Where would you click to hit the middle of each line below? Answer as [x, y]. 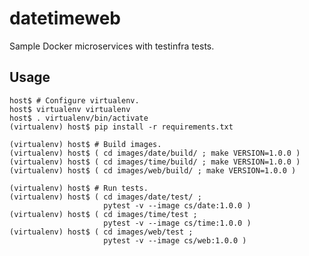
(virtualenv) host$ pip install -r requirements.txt [121, 127]
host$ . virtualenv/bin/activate [79, 118]
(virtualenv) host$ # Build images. [85, 144]
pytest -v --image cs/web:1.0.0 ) [175, 240]
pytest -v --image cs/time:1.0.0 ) [177, 223]
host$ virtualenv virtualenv [70, 109]
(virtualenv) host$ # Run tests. [79, 188]
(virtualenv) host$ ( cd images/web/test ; [101, 232]
